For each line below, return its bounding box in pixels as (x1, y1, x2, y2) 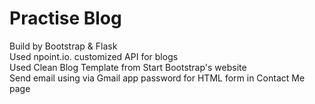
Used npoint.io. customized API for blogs (9, 50, 179, 62)
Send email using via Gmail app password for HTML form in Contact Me (9, 72, 306, 84)
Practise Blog (9, 7, 122, 30)
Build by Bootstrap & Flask (9, 40, 118, 52)
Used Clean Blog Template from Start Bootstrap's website (9, 61, 247, 73)
